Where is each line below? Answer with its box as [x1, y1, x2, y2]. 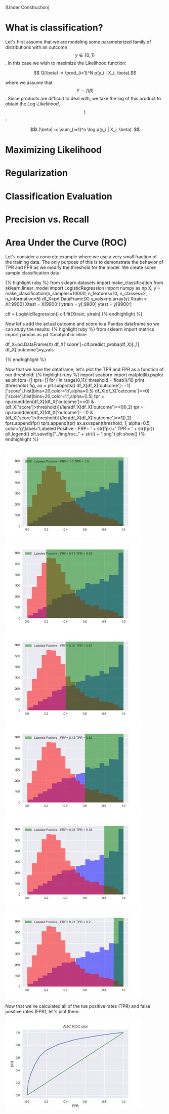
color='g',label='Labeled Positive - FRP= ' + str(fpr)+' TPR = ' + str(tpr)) [5, 425, 154, 431]
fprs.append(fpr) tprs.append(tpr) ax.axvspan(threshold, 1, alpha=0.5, [5, 420, 151, 426]
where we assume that [5, 79, 53, 86]
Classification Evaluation [5, 190, 113, 202]
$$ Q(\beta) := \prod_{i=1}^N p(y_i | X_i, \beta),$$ [33, 69, 137, 75]
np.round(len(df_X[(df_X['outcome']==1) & [5, 409, 93, 415]
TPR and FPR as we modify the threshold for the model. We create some [5, 264, 156, 270]
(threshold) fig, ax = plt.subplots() [5, 382, 76, 388]
